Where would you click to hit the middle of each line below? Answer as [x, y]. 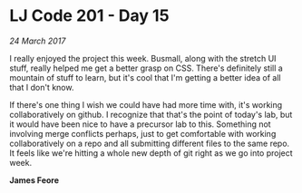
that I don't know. [42, 87]
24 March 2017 [38, 41]
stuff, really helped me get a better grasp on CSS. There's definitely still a [146, 68]
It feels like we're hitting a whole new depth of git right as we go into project [151, 153]
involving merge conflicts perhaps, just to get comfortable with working [143, 133]
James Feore [34, 180]
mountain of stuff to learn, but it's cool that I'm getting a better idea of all [145, 77]
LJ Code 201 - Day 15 [89, 16]
